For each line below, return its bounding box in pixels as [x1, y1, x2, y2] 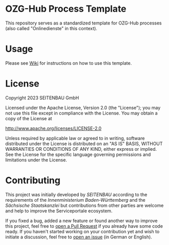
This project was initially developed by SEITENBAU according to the [5, 192, 148, 198]
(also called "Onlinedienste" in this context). [5, 25, 98, 31]
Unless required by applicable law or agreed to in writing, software [5, 135, 145, 141]
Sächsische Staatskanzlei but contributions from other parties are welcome [5, 202, 164, 208]
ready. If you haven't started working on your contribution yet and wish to [5, 228, 160, 234]
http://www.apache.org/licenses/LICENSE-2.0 [5, 125, 102, 131]
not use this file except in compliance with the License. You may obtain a [5, 110, 158, 116]
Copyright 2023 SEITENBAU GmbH [5, 95, 79, 101]
